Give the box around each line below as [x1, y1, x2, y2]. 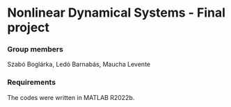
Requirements [7, 78, 56, 88]
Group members [7, 44, 64, 54]
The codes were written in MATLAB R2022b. [7, 93, 135, 101]
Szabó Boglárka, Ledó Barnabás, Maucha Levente [7, 60, 151, 69]
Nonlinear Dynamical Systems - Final [7, 5, 226, 21]
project [7, 19, 50, 35]
